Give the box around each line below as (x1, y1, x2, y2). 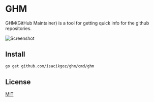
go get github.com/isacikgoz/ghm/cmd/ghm (5, 63, 95, 69)
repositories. (5, 25, 32, 31)
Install (5, 50, 25, 59)
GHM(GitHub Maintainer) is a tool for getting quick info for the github (5, 20, 149, 26)
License (5, 78, 31, 87)
